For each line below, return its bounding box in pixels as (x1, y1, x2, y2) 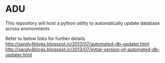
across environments (5, 25, 50, 31)
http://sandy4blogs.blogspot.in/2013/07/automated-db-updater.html (5, 40, 150, 47)
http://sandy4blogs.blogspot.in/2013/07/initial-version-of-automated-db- (5, 46, 160, 52)
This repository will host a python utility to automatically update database (5, 20, 160, 26)
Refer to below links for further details (5, 35, 86, 41)
